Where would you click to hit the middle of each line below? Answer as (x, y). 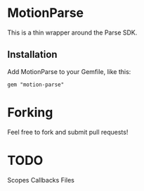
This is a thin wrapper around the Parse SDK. (72, 32)
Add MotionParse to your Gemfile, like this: (69, 71)
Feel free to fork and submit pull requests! (68, 132)
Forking (30, 112)
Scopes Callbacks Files (41, 180)
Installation (32, 55)
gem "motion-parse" (36, 85)
